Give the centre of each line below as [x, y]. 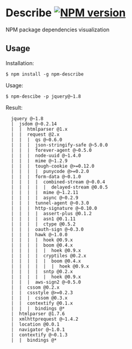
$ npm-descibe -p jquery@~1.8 [43, 96]
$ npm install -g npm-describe [45, 74]
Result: [14, 107]
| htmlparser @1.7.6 [38, 313]
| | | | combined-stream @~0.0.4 [58, 182]
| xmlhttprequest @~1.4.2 [45, 319]
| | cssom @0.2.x [35, 287]
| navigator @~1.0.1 [38, 329]
